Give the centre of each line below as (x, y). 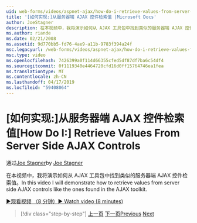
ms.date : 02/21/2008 (31, 39)
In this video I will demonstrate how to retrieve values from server (101, 183)
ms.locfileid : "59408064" (38, 88)
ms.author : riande (28, 33)
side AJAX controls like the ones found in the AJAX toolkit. (77, 189)
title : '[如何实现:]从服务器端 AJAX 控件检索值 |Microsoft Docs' (81, 17)
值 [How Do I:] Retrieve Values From (93, 133)
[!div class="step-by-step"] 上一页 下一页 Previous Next (87, 214)
